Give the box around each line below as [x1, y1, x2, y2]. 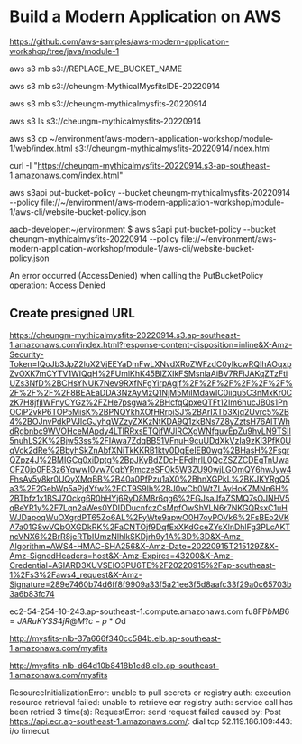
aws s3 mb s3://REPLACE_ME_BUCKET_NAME [9, 63, 183, 74]
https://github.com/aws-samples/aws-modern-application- [9, 36, 230, 47]
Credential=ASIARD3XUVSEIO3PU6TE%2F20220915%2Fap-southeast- [9, 559, 277, 570]
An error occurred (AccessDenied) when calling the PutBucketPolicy [9, 270, 264, 280]
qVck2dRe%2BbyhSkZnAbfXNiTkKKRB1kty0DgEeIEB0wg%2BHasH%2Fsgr [9, 445, 290, 455]
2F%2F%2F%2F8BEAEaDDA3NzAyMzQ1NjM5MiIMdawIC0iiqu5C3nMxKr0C [9, 387, 293, 398]
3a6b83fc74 [9, 588, 55, 599]
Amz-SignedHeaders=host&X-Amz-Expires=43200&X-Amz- [9, 550, 234, 561]
